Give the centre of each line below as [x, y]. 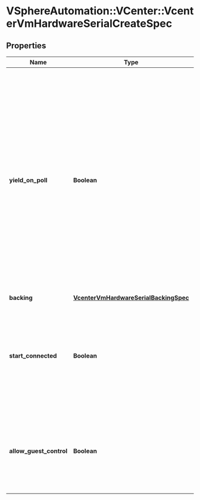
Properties [26, 46]
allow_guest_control [38, 451]
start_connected [33, 356]
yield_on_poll [28, 180]
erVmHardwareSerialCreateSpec [89, 24]
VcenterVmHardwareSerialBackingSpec [131, 298]
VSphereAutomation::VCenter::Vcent [100, 11]
